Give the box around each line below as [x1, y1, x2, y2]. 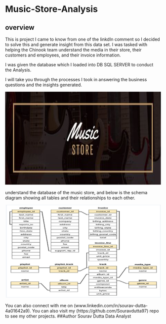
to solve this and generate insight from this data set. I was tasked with [5, 42, 147, 48]
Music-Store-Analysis [5, 3, 98, 15]
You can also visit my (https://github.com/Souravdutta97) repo [32, 308, 159, 314]
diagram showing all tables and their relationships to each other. [5, 195, 136, 201]
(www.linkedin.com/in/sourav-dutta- [74, 303, 148, 308]
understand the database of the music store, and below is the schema [5, 190, 148, 195]
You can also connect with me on [5, 303, 73, 308]
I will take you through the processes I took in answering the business [5, 77, 147, 82]
